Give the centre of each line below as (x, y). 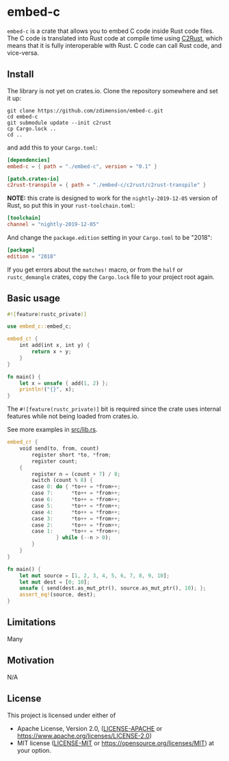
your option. (34, 750)
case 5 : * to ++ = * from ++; (76, 506)
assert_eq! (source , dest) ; (58, 595)
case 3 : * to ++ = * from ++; (76, 518)
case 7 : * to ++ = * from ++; (76, 493)
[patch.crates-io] (33, 179)
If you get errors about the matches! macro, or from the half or (95, 269)
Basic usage (33, 299)
